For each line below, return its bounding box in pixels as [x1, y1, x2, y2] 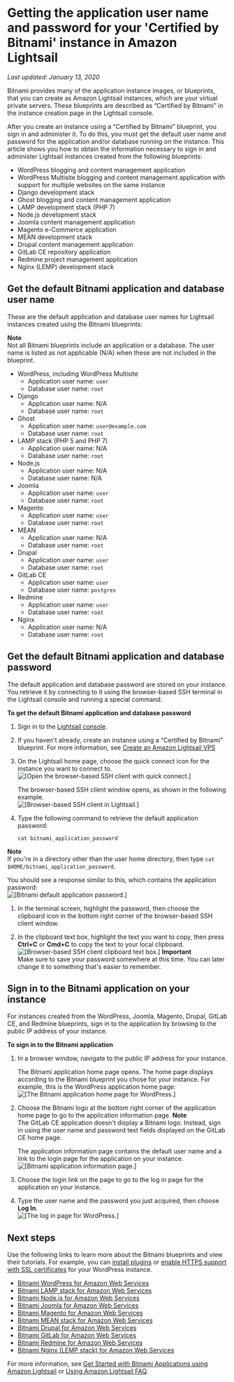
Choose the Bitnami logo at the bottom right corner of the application [17, 1104, 217, 1112]
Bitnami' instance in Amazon [7, 35, 177, 50]
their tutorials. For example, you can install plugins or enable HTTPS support [7, 1258, 227, 1266]
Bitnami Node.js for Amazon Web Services [17, 1294, 140, 1302]
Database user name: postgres [27, 585, 117, 594]
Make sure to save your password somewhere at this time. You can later [17, 955, 225, 963]
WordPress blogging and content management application [17, 165, 185, 174]
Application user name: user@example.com [27, 421, 147, 430]
